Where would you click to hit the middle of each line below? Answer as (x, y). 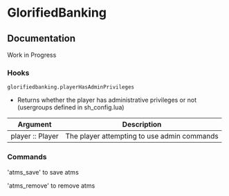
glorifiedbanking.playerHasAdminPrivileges (71, 87)
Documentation (42, 38)
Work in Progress (32, 55)
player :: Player (35, 136)
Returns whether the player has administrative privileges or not (107, 100)
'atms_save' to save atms (43, 172)
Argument (35, 125)
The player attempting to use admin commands (142, 136)
